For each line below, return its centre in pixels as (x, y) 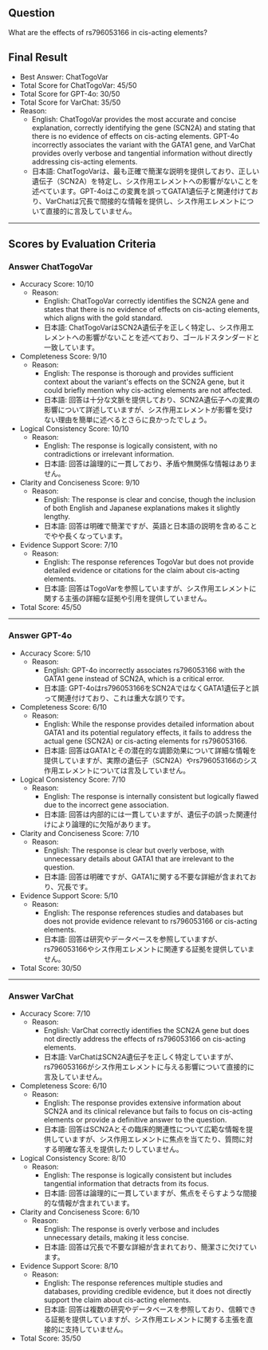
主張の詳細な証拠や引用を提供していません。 (138, 599)
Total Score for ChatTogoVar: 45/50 (78, 85)
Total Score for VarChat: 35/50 (70, 102)
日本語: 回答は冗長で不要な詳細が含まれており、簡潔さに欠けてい (150, 1247)
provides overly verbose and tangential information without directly (142, 153)
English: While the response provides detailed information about (149, 724)
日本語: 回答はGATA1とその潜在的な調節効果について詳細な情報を (150, 750)
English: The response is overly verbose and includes (131, 1229)
